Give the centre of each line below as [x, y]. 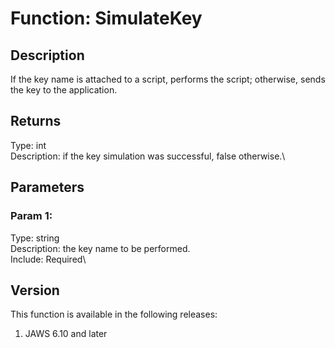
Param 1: [31, 216]
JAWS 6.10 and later [66, 334]
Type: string [35, 238]
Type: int [28, 145]
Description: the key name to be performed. [100, 248]
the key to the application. [64, 90]
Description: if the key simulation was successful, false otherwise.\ [148, 156]
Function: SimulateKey [106, 18]
